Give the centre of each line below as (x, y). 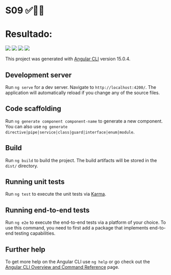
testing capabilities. (35, 233)
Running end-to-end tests (47, 210)
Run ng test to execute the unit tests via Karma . (56, 194)
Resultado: (29, 34)
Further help (26, 249)
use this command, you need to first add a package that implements (77, 228)
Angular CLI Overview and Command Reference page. (62, 267)
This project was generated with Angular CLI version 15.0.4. (68, 59)
